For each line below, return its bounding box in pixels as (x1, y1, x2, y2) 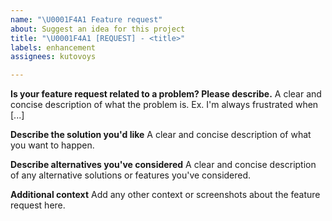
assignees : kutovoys (10, 52, 97, 62)
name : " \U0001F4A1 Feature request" (10, 14, 163, 25)
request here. (10, 199, 66, 211)
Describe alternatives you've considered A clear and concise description (10, 159, 317, 171)
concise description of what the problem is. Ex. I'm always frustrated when (10, 99, 319, 111)
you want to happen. (10, 139, 95, 151)
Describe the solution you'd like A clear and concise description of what (10, 129, 312, 141)
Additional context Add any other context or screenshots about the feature (10, 189, 321, 201)
